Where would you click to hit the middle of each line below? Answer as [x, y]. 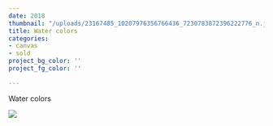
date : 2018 [27, 16]
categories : [28, 38]
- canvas [23, 46]
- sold [19, 53]
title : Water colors [43, 31]
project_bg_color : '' [45, 61]
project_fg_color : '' [45, 69]
